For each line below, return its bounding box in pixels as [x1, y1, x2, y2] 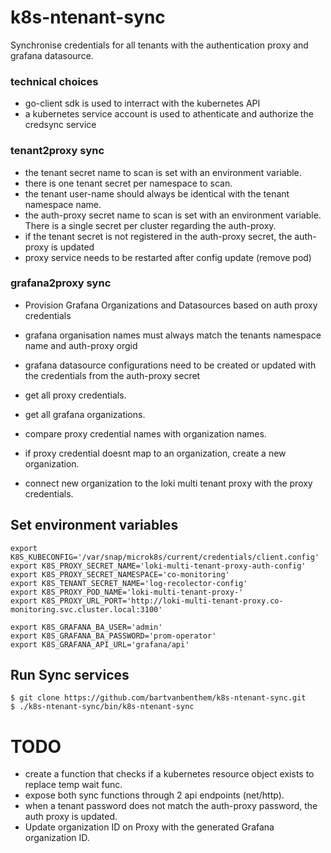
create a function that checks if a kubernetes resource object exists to [24, 768, 315, 780]
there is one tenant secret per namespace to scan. [24, 177, 233, 189]
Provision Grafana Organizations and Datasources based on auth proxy [24, 299, 318, 311]
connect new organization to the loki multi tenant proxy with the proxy [24, 477, 313, 489]
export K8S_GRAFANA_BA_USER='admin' [10, 622, 163, 632]
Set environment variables [10, 517, 179, 534]
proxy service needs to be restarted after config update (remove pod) [24, 251, 312, 263]
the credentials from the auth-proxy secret [24, 369, 201, 381]
